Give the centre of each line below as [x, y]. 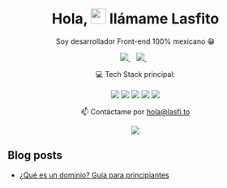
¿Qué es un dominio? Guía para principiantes [94, 175]
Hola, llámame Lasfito [135, 19]
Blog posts [35, 155]
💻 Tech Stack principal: [135, 74]
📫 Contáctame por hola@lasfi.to [135, 111]
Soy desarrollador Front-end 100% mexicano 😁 [135, 41]
